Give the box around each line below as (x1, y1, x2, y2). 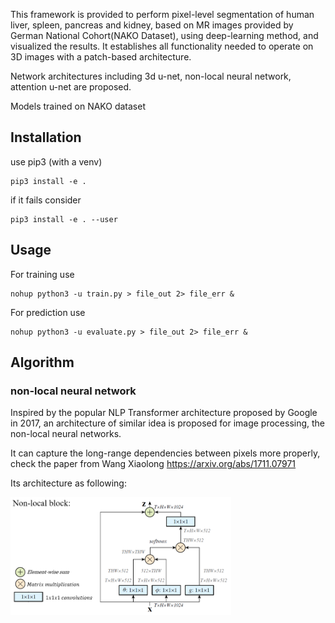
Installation (10, 129, 82, 146)
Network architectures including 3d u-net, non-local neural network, (10, 70, 292, 82)
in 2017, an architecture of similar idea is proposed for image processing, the (10, 417, 326, 429)
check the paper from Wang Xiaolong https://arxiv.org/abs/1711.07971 (10, 458, 297, 470)
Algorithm (10, 354, 75, 371)
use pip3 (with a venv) (10, 155, 103, 168)
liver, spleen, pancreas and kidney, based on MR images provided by (10, 19, 294, 31)
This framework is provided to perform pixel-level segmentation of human (10, 9, 315, 20)
